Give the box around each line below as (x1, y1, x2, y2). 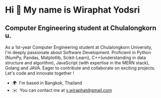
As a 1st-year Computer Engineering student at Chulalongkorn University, (5, 44, 153, 50)
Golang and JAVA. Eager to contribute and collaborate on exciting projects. (5, 65, 156, 71)
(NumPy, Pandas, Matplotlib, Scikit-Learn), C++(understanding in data (5, 55, 146, 60)
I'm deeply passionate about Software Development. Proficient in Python (5, 50, 151, 55)
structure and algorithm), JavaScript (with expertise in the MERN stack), (5, 60, 150, 65)
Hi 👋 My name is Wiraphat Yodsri (5, 4, 140, 16)
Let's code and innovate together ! (5, 70, 74, 76)
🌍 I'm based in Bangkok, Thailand (12, 80, 82, 86)
